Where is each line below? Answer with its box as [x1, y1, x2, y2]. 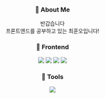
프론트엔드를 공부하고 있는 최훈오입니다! [5, 27, 100, 35]
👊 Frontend [36, 43, 69, 51]
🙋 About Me [34, 5, 71, 14]
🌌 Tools [41, 72, 64, 81]
